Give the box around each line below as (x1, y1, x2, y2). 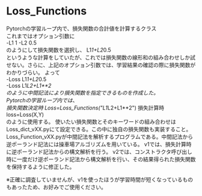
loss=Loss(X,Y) (6, 111, 44, 118)
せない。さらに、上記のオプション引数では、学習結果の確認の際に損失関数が (6, 61, 196, 69)
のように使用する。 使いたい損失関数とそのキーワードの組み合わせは (6, 118, 176, 125)
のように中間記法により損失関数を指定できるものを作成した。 (6, 89, 159, 96)
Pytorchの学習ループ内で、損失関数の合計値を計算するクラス (6, 25, 157, 32)
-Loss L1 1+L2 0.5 (6, 75, 47, 82)
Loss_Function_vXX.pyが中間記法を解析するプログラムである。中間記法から (6, 133, 194, 140)
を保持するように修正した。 (6, 163, 75, 170)
